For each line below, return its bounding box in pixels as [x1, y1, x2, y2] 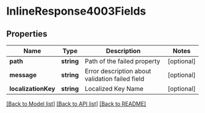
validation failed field [84, 75, 145, 83]
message [9, 71, 37, 79]
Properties [6, 29, 48, 39]
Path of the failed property [84, 57, 160, 65]
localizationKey [9, 84, 56, 93]
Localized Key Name [84, 84, 144, 93]
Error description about [84, 67, 151, 75]
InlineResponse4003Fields [6, 4, 146, 18]
